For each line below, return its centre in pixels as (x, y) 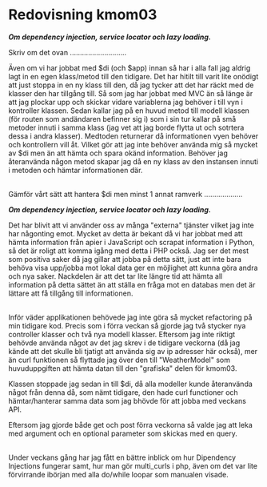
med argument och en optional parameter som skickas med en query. (123, 433)
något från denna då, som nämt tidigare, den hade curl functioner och (123, 392)
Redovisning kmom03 (83, 15)
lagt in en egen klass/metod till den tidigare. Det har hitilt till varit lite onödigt (133, 76)
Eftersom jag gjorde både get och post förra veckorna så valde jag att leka (131, 425)
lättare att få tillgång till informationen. (71, 293)
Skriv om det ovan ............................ (68, 52)
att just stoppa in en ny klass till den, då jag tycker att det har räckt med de (131, 85)
